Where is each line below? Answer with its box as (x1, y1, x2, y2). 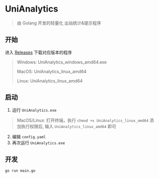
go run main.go (5, 168, 36, 173)
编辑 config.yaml (12, 133, 46, 139)
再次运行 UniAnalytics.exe (12, 140, 65, 146)
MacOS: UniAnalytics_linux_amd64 (16, 68, 87, 74)
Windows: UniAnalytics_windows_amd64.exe (16, 59, 107, 65)
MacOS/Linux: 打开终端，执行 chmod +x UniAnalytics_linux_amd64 (16, 117, 149, 123)
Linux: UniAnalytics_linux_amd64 (16, 78, 83, 83)
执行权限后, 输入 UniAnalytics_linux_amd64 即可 (21, 123, 116, 129)
